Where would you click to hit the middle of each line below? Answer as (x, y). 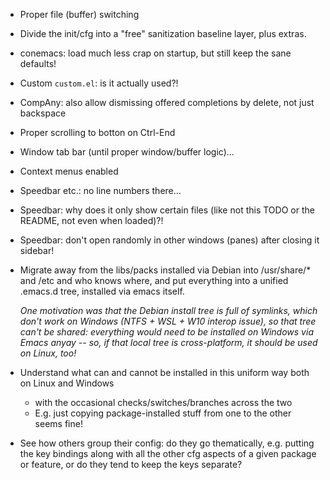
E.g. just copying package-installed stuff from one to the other (163, 413)
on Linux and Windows (67, 383)
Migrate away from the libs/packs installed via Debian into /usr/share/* (165, 270)
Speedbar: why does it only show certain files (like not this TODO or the (167, 210)
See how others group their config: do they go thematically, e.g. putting (167, 443)
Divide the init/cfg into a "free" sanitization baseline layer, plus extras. (163, 33)
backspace (43, 113)
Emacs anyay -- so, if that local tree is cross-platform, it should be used (168, 342)
